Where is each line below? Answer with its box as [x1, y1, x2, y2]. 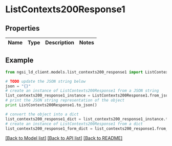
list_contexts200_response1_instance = [5, 93, 91, 98]
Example [5, 56, 34, 65]
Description [45, 39, 74, 46]
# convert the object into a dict [5, 111, 79, 117]
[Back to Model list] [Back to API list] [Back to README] [5, 135, 123, 141]
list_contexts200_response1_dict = [5, 116, 81, 121]
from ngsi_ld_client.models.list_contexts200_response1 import [5, 69, 143, 75]
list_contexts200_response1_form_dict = [5, 126, 93, 131]
